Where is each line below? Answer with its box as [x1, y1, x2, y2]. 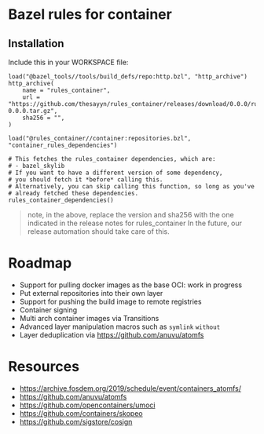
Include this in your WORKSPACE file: [8, 57, 129, 67]
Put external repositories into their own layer [19, 288, 163, 297]
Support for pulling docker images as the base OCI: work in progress [19, 280, 242, 290]
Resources [8, 358, 80, 376]
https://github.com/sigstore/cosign [19, 417, 133, 426]
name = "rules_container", [22, 86, 111, 94]
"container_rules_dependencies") [8, 141, 118, 149]
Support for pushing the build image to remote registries [19, 297, 202, 306]
